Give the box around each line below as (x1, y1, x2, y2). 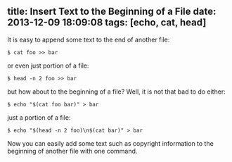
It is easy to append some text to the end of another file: (7, 35, 170, 44)
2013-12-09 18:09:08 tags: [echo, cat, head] (7, 17, 207, 29)
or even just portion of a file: (7, 61, 89, 70)
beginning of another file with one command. (7, 147, 138, 155)
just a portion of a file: (7, 113, 71, 122)
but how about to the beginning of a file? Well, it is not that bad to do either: (7, 87, 226, 96)
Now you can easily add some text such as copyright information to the (7, 139, 214, 147)
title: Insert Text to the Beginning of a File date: (7, 6, 217, 18)
